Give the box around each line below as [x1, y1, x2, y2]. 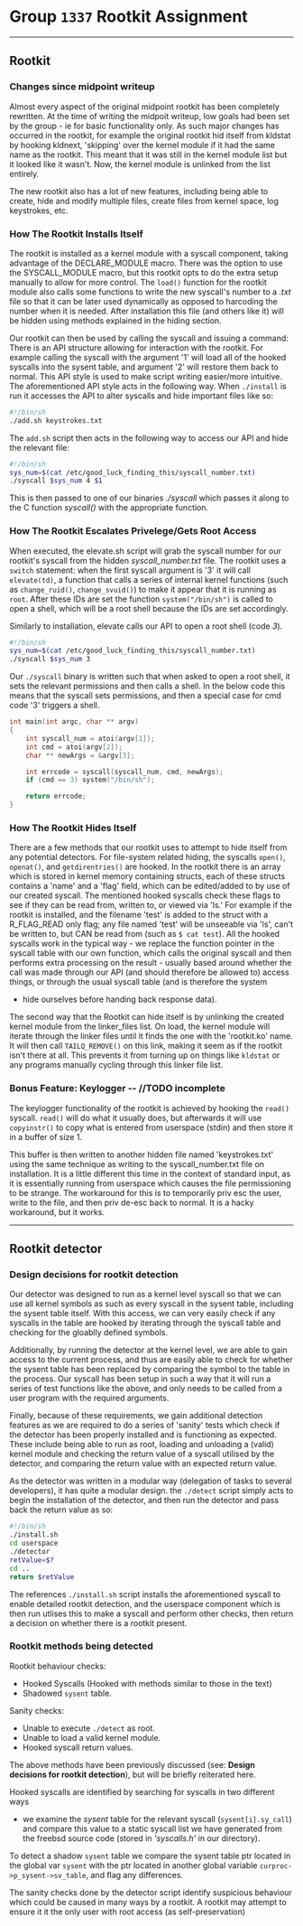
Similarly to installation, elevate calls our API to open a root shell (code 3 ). [9, 621, 283, 631]
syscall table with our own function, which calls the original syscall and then [9, 948, 291, 958]
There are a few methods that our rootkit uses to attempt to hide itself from [9, 842, 288, 853]
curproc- [259, 1861, 293, 1871]
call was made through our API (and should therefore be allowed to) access [9, 967, 290, 977]
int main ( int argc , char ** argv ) [9, 717, 140, 726]
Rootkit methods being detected [9, 1640, 153, 1652]
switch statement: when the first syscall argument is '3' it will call [9, 565, 251, 575]
